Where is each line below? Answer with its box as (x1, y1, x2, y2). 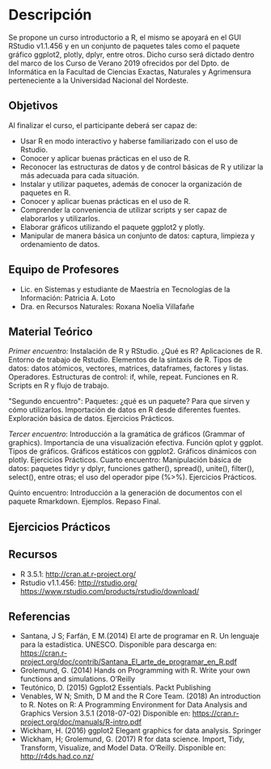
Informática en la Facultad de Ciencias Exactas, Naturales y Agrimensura (8, 66, 252, 76)
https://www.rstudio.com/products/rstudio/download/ (19, 586, 200, 596)
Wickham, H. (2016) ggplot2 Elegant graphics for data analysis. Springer (19, 726, 261, 736)
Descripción (8, 6, 92, 24)
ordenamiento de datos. (19, 239, 100, 249)
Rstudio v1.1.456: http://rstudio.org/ (19, 577, 138, 588)
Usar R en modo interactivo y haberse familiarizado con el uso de (19, 136, 239, 146)
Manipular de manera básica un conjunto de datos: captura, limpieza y (19, 231, 255, 240)
